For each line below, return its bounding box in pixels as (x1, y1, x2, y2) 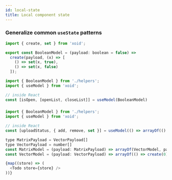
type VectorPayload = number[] (5, 142, 72, 147)
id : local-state (5, 7, 40, 13)
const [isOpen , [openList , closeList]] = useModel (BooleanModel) (5, 97, 147, 103)
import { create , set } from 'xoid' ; (5, 41, 86, 46)
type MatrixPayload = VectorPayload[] (5, 137, 88, 143)
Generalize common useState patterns (5, 29, 102, 36)
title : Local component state (5, 12, 70, 17)
